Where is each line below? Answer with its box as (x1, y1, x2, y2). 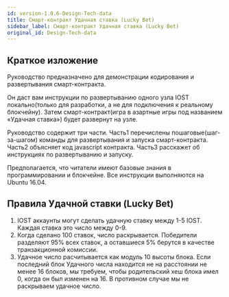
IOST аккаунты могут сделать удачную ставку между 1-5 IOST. (16, 216, 202, 224)
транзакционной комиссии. (16, 245, 98, 254)
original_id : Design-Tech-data (7, 29, 97, 36)
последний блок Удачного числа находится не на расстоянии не (16, 260, 207, 268)
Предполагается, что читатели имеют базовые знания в (7, 164, 172, 172)
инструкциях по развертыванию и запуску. (7, 150, 134, 158)
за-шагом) (7, 136, 38, 144)
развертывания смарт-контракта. (7, 80, 106, 88)
